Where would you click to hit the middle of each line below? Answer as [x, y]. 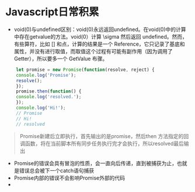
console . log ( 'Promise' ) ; [46, 75]
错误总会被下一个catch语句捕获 [57, 170]
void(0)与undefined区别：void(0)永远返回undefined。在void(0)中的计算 [100, 29]
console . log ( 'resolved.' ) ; [49, 97]
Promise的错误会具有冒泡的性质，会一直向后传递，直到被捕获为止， [95, 163]
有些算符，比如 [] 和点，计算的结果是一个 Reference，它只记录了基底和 [99, 44]
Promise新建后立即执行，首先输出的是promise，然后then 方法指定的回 [104, 136]
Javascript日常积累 [53, 12]
